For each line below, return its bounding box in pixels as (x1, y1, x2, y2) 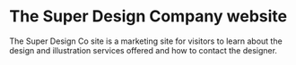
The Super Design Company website (9, 6, 288, 27)
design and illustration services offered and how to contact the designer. (9, 45, 278, 55)
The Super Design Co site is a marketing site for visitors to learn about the (9, 36, 283, 46)
